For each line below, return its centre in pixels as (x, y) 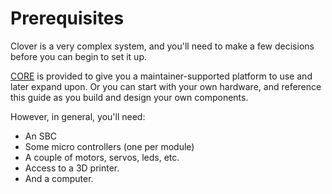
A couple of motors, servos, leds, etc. (102, 157)
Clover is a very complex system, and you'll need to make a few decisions (162, 46)
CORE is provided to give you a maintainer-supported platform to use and (161, 76)
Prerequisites (67, 18)
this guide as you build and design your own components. (129, 97)
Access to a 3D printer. (72, 168)
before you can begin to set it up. (79, 56)
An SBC (41, 136)
